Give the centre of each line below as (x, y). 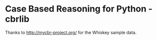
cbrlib (17, 19)
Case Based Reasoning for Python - (79, 9)
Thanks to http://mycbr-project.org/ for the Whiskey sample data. (71, 32)
